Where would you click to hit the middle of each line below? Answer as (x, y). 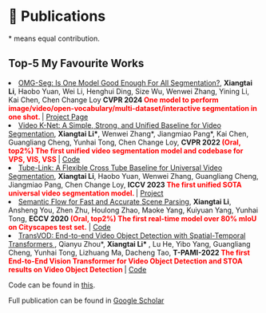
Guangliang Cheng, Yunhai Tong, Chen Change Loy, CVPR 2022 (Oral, (125, 142)
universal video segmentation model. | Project (86, 193)
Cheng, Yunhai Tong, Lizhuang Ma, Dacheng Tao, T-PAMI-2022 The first (129, 252)
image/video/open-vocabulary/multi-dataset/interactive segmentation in (133, 108)
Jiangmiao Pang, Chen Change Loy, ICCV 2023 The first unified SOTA (125, 184)
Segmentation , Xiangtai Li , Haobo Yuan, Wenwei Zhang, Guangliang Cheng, (133, 176)
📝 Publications (57, 16)
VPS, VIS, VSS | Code (44, 159)
